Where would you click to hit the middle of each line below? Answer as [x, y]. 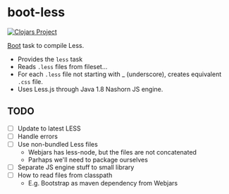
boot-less [36, 12]
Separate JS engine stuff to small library [76, 167]
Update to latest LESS [49, 128]
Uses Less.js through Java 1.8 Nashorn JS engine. [90, 89]
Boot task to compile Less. [46, 45]
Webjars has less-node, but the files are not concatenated [112, 152]
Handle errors [38, 136]
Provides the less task [50, 59]
